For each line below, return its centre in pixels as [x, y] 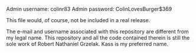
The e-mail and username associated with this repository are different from [97, 31]
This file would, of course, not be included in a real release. [78, 20]
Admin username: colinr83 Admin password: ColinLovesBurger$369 [89, 9]
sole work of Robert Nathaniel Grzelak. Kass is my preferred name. [87, 44]
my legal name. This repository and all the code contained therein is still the [98, 38]
